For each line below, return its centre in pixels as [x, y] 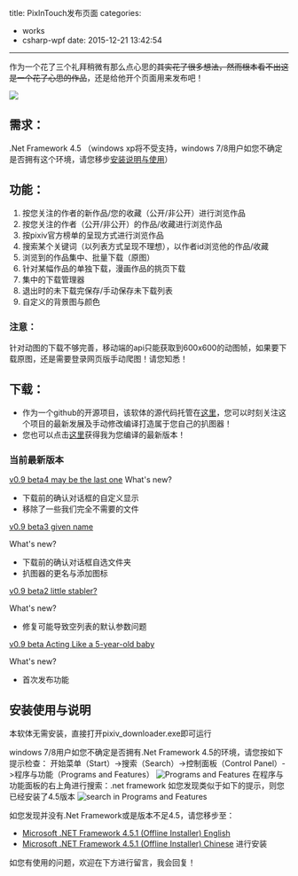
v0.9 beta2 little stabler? [53, 591]
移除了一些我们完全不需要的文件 [80, 509]
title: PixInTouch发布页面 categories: [75, 13]
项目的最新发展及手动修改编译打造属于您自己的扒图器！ [131, 423]
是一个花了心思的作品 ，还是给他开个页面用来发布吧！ [106, 78]
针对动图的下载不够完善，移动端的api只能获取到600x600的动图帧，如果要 [144, 348]
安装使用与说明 [50, 711]
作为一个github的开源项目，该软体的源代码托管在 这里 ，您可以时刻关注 [150, 412]
